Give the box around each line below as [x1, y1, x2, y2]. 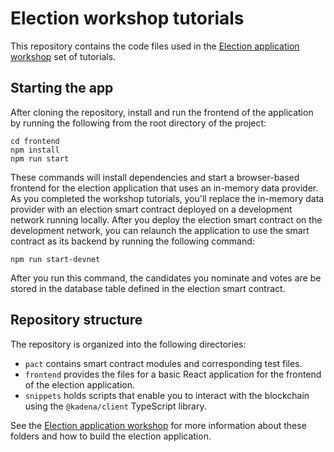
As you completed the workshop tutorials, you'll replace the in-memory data [10, 192, 325, 204]
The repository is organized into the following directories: [10, 338, 247, 350]
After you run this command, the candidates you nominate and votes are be [10, 272, 322, 284]
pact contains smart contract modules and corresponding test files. [24, 357, 303, 369]
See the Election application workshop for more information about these [10, 419, 307, 431]
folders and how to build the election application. [10, 430, 212, 442]
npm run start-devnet [10, 254, 101, 264]
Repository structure [10, 312, 143, 329]
